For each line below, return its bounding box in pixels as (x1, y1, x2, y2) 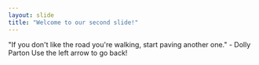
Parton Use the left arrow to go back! (8, 48, 128, 57)
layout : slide (8, 11, 55, 19)
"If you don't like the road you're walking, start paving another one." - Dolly (8, 39, 251, 49)
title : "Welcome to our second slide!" (8, 19, 139, 26)
